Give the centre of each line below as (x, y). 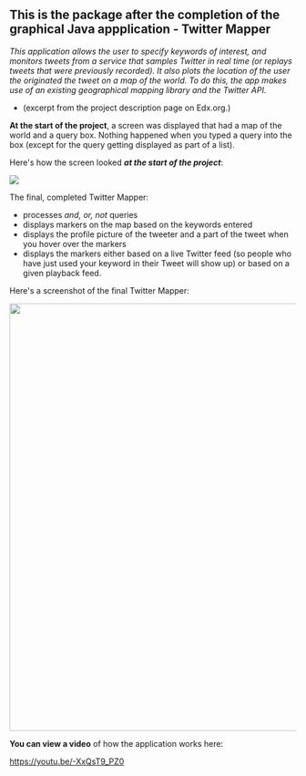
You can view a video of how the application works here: (117, 743)
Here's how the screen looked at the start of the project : (117, 162)
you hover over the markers (75, 243)
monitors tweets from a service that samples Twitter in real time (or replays (151, 61)
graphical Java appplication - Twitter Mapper (140, 30)
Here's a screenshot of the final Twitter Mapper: (99, 290)
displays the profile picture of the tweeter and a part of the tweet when (156, 234)
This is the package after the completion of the (145, 15)
